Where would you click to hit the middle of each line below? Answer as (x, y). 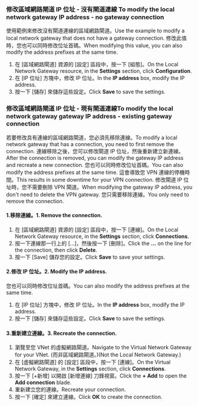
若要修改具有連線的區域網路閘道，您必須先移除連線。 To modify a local (92, 137)
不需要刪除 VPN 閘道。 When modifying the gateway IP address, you (109, 187)
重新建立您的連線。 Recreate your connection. (70, 389)
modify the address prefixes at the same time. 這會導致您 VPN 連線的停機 (95, 172)
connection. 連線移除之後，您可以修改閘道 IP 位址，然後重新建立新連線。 (95, 151)
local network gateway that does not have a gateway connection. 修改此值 (97, 38)
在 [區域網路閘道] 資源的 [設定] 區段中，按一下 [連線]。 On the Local (96, 230)
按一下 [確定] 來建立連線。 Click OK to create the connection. (88, 397)
